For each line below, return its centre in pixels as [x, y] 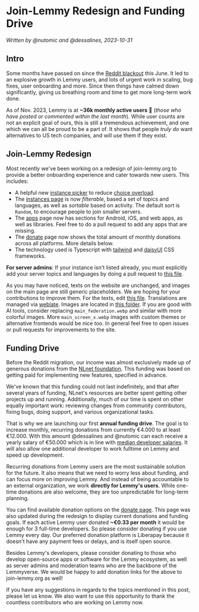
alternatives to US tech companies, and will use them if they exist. [87, 135]
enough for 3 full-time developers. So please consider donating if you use [97, 529]
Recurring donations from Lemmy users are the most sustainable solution [96, 467]
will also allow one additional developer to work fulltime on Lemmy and [93, 449]
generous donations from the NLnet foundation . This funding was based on [98, 369]
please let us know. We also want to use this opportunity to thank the [91, 596]
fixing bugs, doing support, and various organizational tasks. [80, 412]
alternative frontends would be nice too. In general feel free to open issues [97, 323]
